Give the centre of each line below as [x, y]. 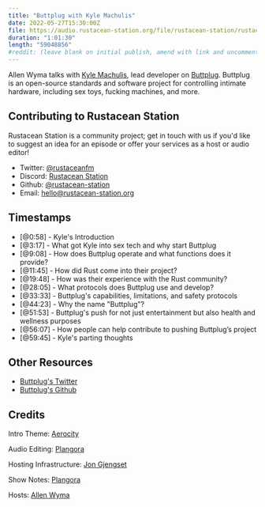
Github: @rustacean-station [65, 184]
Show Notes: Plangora [45, 480]
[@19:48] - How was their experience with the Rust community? [123, 278]
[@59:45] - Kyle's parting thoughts [76, 338]
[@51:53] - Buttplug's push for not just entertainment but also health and [138, 312]
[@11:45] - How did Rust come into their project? [98, 271]
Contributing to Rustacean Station [94, 117]
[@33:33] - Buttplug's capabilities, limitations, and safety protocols [129, 295]
